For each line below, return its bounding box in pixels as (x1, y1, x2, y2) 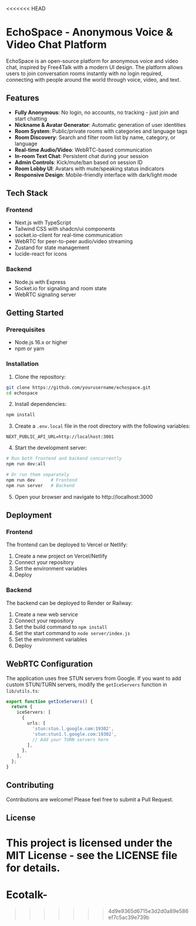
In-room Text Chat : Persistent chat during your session (14, 152, 148, 159)
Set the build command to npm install (14, 623, 107, 630)
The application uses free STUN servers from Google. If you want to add (6, 675, 181, 682)
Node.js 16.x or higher (14, 339, 68, 346)
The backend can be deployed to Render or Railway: (6, 599, 133, 606)
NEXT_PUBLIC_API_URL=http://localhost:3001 (6, 434, 114, 440)
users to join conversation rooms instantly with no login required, (6, 70, 163, 77)
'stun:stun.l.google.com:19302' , (32, 726, 114, 732)
